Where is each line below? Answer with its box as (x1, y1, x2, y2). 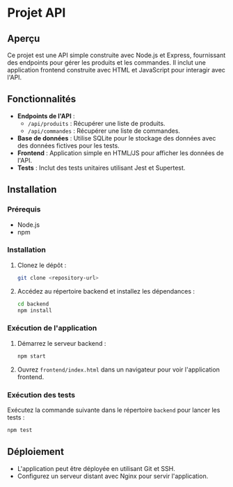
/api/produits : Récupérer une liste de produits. (27, 119, 166, 127)
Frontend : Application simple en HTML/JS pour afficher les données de (17, 148, 224, 157)
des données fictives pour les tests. (17, 141, 120, 150)
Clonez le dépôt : (17, 261, 67, 269)
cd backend (17, 301, 49, 308)
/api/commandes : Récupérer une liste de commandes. (27, 127, 181, 135)
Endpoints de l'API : (17, 111, 75, 120)
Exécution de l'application (7, 324, 97, 333)
